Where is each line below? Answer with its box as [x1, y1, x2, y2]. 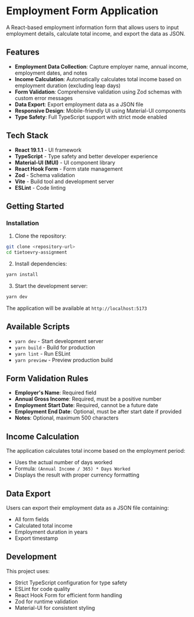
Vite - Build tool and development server [14, 178, 114, 185]
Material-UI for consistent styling [14, 604, 95, 611]
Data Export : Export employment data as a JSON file [14, 101, 144, 108]
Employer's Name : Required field [14, 389, 96, 397]
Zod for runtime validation [14, 597, 78, 605]
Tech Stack [6, 130, 48, 140]
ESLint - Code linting [14, 184, 66, 191]
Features [6, 47, 40, 57]
